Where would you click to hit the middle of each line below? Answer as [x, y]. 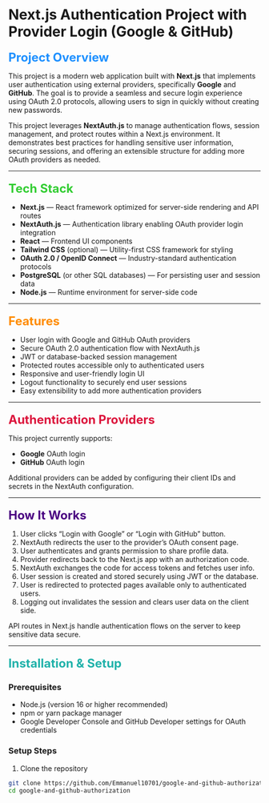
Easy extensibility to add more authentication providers [110, 391]
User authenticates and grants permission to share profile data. [124, 551]
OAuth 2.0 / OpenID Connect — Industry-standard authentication [128, 259]
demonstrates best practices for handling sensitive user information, [121, 143]
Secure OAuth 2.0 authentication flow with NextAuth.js [110, 348]
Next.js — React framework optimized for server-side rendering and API [139, 207]
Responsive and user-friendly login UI [82, 374]
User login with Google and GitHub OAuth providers [105, 340]
